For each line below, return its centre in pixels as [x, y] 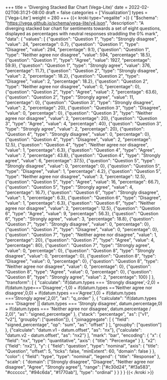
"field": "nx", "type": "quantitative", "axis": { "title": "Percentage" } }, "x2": [81, 340]
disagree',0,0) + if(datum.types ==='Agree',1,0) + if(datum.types [71, 293]
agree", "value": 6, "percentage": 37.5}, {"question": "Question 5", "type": [81, 161]
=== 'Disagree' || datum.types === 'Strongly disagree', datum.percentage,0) [84, 304]
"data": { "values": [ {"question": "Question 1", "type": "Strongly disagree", [81, 39]
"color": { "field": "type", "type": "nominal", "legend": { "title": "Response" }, [83, 356]
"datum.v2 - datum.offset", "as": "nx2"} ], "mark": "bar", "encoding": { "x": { [83, 335]
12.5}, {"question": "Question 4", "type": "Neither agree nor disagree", [77, 145]
